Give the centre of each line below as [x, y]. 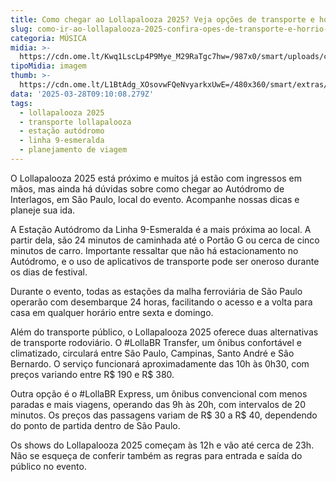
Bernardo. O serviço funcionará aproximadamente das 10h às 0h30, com [160, 363]
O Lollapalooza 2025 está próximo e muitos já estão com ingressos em [156, 178]
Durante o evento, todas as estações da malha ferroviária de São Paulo [156, 291]
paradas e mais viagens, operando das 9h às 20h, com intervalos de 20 [158, 404]
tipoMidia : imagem [48, 66]
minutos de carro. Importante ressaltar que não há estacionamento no [154, 250]
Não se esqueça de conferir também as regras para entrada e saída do [156, 455]
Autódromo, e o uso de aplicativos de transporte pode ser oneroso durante [165, 261]
